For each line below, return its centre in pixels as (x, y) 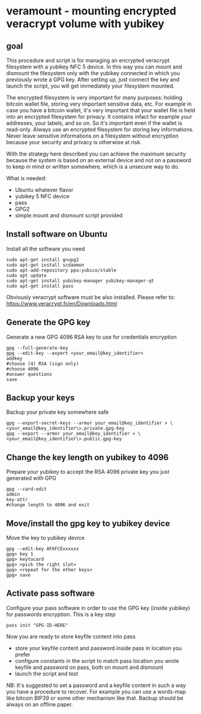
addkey (14, 359)
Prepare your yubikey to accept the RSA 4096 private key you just (88, 472)
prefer (22, 654)
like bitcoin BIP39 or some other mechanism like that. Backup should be (95, 698)
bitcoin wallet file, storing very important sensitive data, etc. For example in (99, 104)
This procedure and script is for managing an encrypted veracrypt (88, 60)
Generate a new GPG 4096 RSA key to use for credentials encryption (91, 337)
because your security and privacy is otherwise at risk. (74, 142)
